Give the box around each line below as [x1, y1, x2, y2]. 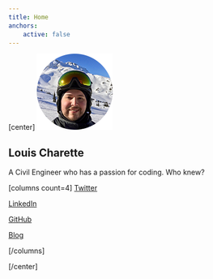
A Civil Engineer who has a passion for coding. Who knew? [8, 167, 205, 178]
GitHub [8, 215, 32, 225]
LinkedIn [8, 199, 37, 208]
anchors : [8, 21, 38, 30]
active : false [23, 30, 70, 38]
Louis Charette [8, 146, 85, 160]
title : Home [8, 13, 49, 21]
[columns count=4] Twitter [8, 183, 98, 193]
